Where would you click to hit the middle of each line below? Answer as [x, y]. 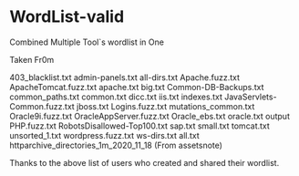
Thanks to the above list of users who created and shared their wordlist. [144, 162]
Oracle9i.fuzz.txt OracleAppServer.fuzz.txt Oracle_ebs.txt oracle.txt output [149, 116]
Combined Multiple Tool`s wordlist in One [87, 42]
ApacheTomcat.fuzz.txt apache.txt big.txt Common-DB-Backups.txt [137, 87]
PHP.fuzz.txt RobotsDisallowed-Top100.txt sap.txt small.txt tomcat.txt [140, 126]
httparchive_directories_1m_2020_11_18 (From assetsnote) [116, 145]
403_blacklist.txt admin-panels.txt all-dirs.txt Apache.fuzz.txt [124, 77]
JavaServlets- [251, 97]
